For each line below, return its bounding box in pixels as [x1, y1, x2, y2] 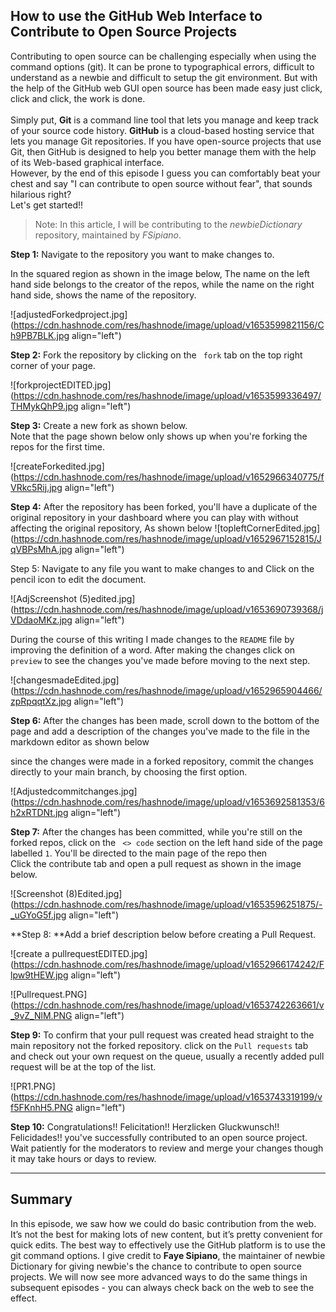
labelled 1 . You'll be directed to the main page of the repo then [10, 847, 268, 859]
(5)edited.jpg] [78, 592, 136, 604]
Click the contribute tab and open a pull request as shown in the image [10, 857, 302, 869]
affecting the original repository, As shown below [10, 522, 213, 534]
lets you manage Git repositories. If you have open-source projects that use [10, 135, 322, 147]
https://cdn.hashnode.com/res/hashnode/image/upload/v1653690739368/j [13, 603, 324, 615]
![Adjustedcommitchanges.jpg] [10, 785, 138, 797]
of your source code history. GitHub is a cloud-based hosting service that [10, 124, 315, 136]
